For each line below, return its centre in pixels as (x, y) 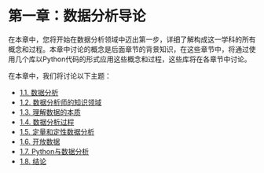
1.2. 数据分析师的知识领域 (60, 102)
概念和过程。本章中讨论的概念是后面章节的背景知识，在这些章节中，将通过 (128, 49)
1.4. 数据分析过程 (47, 122)
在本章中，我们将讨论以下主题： (60, 75)
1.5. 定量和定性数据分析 (57, 131)
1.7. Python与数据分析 (54, 151)
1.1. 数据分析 (39, 92)
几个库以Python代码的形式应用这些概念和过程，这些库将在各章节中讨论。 (133, 59)
